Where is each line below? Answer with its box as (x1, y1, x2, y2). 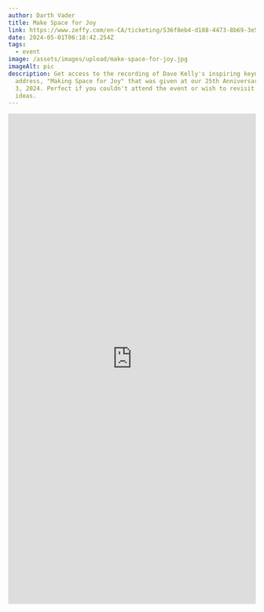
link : (8, 26, 26, 34)
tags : (8, 41, 26, 49)
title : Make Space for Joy (8, 19, 97, 27)
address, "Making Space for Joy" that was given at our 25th (15, 77, 220, 85)
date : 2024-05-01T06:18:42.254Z (8, 33, 114, 42)
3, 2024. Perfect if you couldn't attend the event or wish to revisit (15, 84, 255, 93)
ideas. (15, 92, 37, 100)
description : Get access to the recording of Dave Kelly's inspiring (8, 70, 241, 78)
